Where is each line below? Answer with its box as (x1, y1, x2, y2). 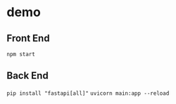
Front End (6, 32, 50, 44)
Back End (6, 70, 49, 82)
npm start (6, 51, 36, 58)
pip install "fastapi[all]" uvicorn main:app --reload (6, 89, 170, 97)
